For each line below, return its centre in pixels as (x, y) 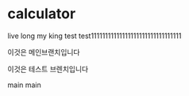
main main (24, 85)
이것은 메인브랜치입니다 (44, 52)
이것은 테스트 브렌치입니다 (48, 69)
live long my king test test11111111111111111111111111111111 (94, 36)
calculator (42, 14)
